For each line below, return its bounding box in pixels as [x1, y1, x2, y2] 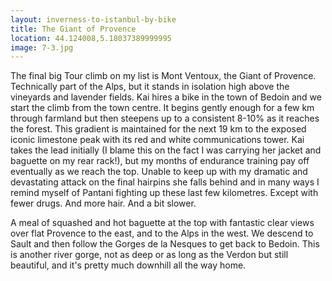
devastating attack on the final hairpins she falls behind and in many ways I [10, 176, 320, 188]
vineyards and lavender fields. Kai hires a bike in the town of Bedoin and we [10, 91, 322, 103]
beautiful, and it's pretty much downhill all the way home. [10, 259, 247, 271]
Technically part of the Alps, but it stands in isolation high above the [10, 81, 290, 93]
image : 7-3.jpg [10, 42, 74, 53]
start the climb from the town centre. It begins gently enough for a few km [10, 102, 315, 114]
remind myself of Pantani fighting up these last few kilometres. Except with [10, 187, 319, 199]
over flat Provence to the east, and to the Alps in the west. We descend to [10, 227, 314, 240]
